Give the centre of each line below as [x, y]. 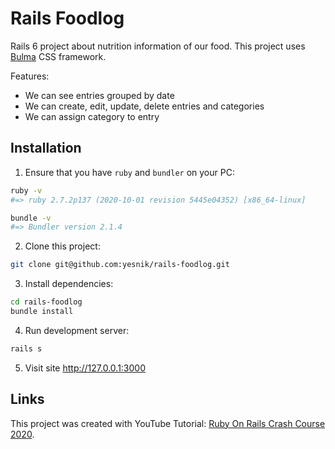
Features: [30, 76]
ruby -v [26, 190]
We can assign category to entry [92, 116]
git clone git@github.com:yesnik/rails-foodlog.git [120, 265]
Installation [46, 148]
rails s [26, 348]
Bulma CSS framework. [58, 56]
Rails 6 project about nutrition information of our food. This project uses [158, 46]
